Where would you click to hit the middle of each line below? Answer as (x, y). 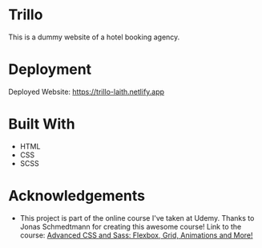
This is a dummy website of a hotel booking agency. (94, 37)
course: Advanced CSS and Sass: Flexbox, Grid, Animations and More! (137, 235)
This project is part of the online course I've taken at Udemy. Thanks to (137, 218)
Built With (42, 124)
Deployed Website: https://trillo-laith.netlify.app (87, 91)
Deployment (50, 69)
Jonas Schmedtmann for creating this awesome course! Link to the (131, 226)
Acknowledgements (77, 196)
